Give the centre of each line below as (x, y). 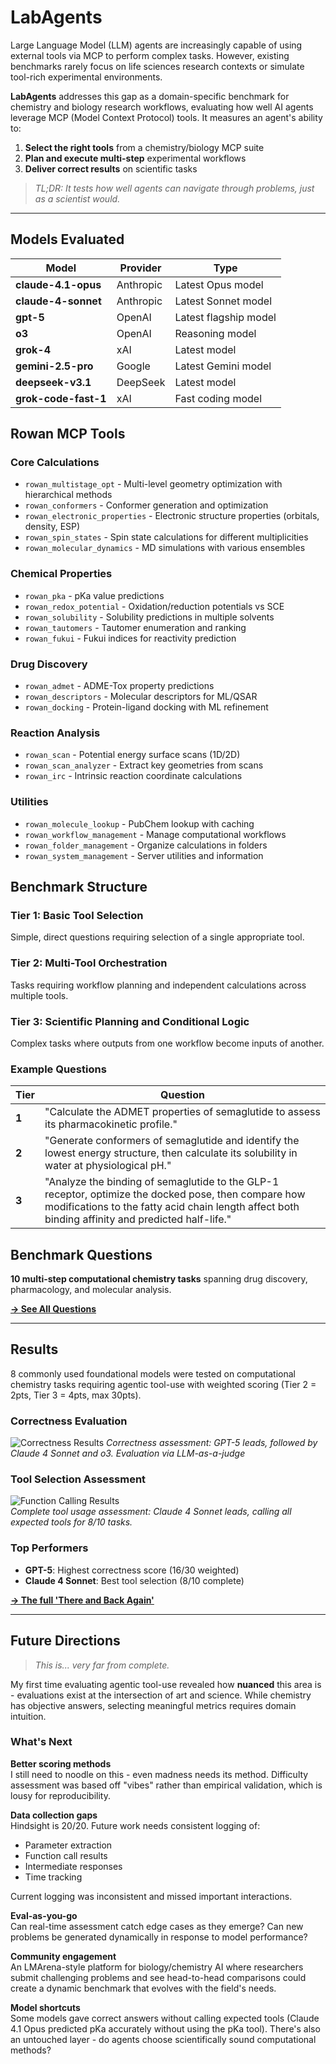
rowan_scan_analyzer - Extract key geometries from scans (144, 765)
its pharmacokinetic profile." (111, 1124)
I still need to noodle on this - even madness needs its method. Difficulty (159, 1774)
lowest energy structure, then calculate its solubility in (171, 1153)
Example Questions (58, 1069)
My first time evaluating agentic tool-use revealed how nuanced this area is (166, 1684)
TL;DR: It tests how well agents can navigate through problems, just (174, 188)
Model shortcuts (45, 2007)
